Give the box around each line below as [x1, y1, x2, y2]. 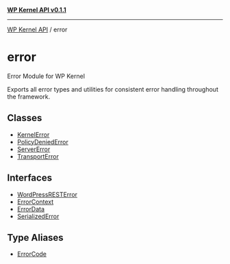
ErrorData [16, 204, 45, 213]
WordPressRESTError [16, 190, 77, 198]
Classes [7, 112, 42, 124]
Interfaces [7, 172, 53, 184]
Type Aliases [7, 232, 64, 243]
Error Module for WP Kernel [7, 72, 86, 80]
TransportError [16, 152, 60, 160]
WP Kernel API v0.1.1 [7, 6, 66, 14]
